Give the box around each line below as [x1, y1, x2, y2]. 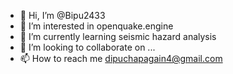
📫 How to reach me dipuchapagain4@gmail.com [19, 53, 223, 64]
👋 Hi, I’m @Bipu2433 [19, 10, 106, 21]
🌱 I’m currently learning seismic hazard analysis [19, 31, 217, 42]
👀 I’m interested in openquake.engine [19, 20, 174, 32]
